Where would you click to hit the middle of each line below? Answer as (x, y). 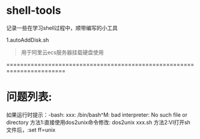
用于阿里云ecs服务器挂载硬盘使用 (62, 52)
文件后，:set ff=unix (31, 129)
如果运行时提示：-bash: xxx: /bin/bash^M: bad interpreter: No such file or (97, 114)
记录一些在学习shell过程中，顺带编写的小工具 (62, 28)
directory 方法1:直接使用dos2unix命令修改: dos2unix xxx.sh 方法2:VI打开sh (98, 122)
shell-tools (34, 11)
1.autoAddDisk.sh (28, 40)
